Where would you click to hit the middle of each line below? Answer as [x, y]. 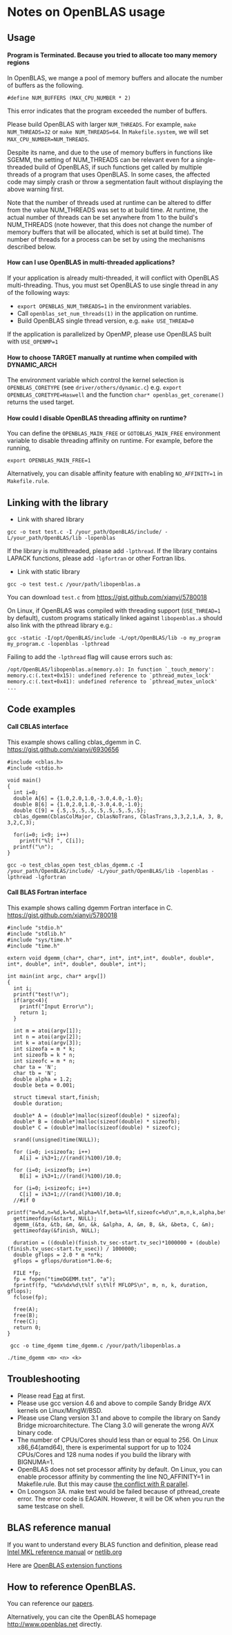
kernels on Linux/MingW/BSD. [60, 1410]
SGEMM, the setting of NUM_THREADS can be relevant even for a [101, 159]
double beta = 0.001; [45, 1085]
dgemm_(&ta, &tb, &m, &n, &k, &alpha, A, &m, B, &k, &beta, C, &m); [114, 1225]
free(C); [26, 1321]
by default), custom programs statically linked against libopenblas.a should [115, 618]
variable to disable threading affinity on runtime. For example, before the [110, 441]
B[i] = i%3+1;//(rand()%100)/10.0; [71, 1176]
